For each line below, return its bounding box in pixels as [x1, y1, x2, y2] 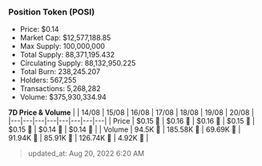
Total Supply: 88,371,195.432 [19, 50, 115, 60]
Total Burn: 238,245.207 [19, 67, 101, 77]
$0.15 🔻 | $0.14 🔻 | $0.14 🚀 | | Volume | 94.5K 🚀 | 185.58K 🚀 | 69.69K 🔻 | [8, 125, 241, 134]
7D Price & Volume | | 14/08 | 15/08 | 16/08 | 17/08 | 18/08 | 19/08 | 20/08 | [8, 108, 255, 117]
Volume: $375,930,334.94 [19, 93, 107, 102]
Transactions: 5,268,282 [19, 84, 101, 93]
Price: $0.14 [19, 25, 59, 34]
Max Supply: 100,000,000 [19, 41, 106, 51]
